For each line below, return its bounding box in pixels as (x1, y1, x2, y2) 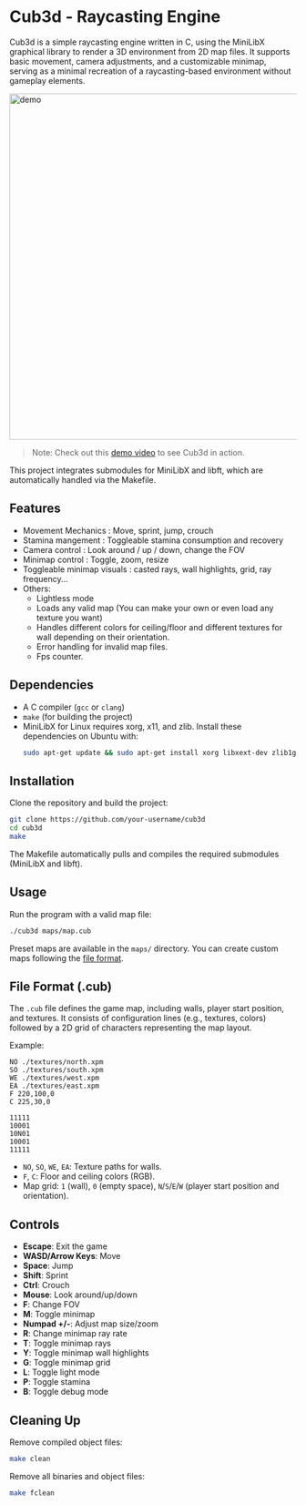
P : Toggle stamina (22, 1377, 91, 1387)
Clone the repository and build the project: (9, 797, 168, 808)
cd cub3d (9, 824, 43, 833)
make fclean (9, 1488, 55, 1498)
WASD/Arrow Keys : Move (22, 1251, 121, 1262)
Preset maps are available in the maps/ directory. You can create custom (9, 943, 280, 954)
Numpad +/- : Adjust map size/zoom (22, 1318, 159, 1329)
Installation (9, 773, 75, 789)
